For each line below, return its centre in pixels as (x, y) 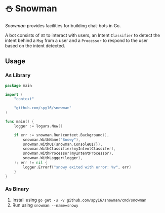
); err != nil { (31, 163)
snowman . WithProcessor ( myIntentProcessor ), (68, 153)
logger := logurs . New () (39, 126)
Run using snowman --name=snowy (45, 205)
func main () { (20, 122)
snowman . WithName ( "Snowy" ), (52, 140)
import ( (14, 94)
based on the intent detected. (35, 45)
